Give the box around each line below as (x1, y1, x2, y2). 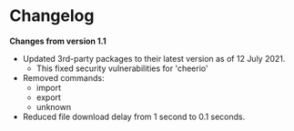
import (35, 82, 62, 93)
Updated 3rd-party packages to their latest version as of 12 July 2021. (22, 53, 286, 64)
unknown (35, 101, 71, 112)
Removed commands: (22, 72, 105, 83)
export (35, 92, 62, 103)
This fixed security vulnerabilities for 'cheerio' (35, 63, 208, 74)
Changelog (9, 5, 95, 26)
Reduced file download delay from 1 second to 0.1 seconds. (22, 111, 246, 122)
